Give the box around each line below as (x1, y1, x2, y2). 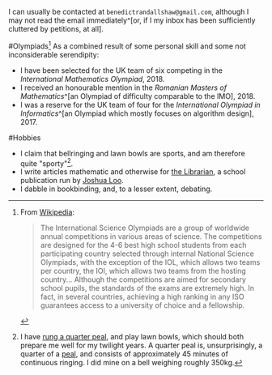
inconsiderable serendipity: (8, 49, 100, 59)
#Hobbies (8, 133, 41, 143)
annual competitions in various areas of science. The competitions (40, 232, 262, 241)
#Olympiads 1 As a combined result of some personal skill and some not (8, 40, 247, 51)
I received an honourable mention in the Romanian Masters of (19, 83, 227, 92)
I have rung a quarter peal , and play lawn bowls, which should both (19, 332, 244, 342)
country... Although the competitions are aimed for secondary (40, 275, 247, 284)
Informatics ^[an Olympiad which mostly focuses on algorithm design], (19, 109, 254, 118)
